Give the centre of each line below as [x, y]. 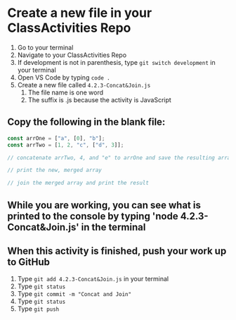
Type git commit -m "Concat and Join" [74, 294]
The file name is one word [66, 92]
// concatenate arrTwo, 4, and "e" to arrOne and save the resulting [111, 158]
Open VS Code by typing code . [64, 77]
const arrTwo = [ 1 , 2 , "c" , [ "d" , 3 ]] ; [66, 145]
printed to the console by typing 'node [93, 216]
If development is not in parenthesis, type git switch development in [116, 62]
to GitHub [29, 262]
